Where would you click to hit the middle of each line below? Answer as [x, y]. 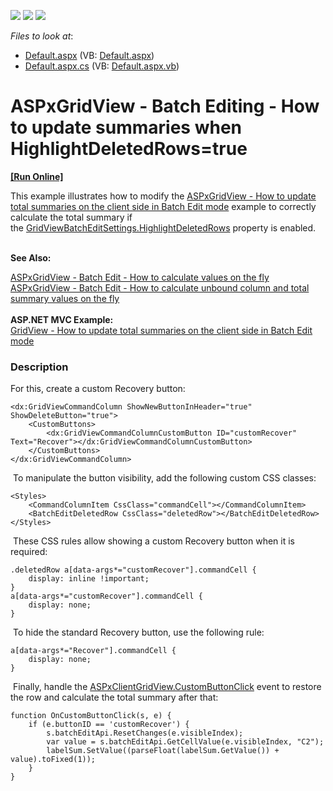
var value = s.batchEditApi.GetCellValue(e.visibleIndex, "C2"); [185, 742]
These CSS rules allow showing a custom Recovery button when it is [154, 541]
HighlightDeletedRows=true [129, 149]
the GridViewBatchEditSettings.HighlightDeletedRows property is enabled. [163, 227]
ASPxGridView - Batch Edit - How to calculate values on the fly [140, 277]
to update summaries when [126, 127]
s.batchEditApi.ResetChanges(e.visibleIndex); [145, 733]
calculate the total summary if [71, 217]
